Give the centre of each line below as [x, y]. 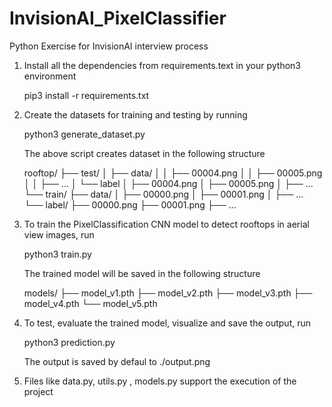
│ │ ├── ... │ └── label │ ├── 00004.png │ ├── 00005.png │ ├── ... [168, 183]
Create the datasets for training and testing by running [135, 114]
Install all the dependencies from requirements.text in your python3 [162, 65]
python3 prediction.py [69, 342]
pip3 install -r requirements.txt [86, 95]
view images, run [59, 234]
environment [50, 76]
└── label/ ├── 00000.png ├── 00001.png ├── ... [130, 204]
